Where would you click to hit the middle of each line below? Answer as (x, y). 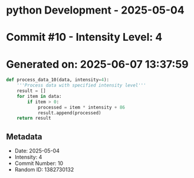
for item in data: (39, 96)
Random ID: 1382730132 (44, 170)
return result (34, 118)
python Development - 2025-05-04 (95, 10)
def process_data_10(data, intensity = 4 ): (58, 80)
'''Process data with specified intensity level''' (81, 85)
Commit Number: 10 (39, 163)
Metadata (24, 136)
